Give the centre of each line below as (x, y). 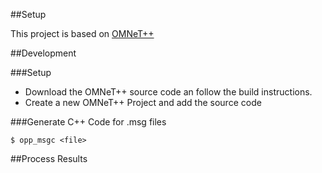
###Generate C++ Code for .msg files (88, 122)
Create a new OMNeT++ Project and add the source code (143, 102)
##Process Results (49, 158)
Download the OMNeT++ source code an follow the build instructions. (168, 92)
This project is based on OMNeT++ (82, 33)
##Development (43, 53)
